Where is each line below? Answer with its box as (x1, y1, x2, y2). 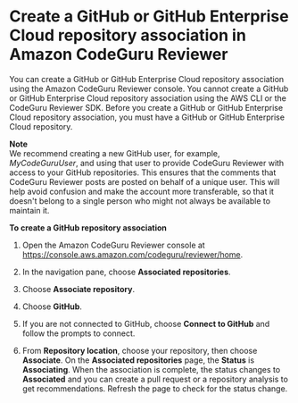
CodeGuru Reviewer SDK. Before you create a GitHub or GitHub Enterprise (9, 102, 284, 113)
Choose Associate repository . (21, 283, 136, 294)
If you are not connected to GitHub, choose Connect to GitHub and (21, 318, 270, 329)
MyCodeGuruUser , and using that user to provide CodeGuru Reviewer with (9, 157, 285, 168)
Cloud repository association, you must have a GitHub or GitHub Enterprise (9, 112, 286, 122)
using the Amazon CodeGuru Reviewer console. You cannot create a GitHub (9, 83, 289, 94)
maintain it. (9, 205, 50, 215)
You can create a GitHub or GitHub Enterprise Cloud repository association (9, 73, 285, 84)
